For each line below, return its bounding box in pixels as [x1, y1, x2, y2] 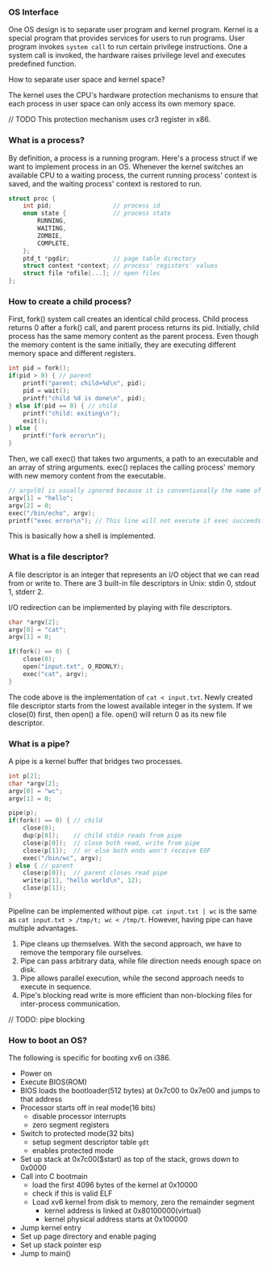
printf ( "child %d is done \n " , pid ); [23, 394, 147, 402]
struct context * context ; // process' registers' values [23, 261, 219, 270]
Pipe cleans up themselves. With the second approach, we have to [19, 938, 242, 948]
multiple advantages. [8, 923, 78, 933]
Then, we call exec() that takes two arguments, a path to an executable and [8, 454, 259, 464]
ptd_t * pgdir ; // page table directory [23, 254, 197, 262]
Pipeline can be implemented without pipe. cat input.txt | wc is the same [8, 906, 257, 916]
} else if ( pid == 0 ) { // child [8, 402, 117, 410]
